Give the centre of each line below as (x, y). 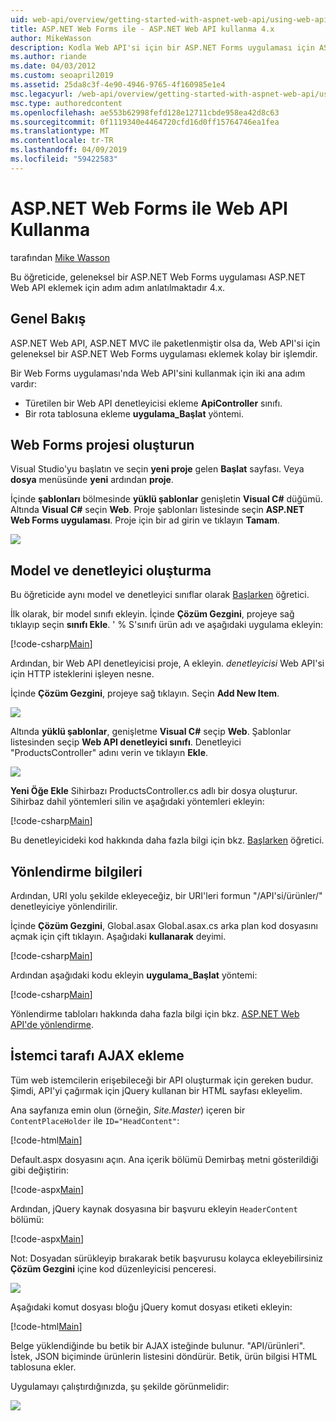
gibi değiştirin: (40, 1170)
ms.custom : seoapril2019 (62, 76)
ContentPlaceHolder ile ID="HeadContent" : (95, 1120)
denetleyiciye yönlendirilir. (64, 906)
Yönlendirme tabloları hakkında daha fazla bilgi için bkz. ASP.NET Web (155, 1013)
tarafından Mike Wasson (60, 257)
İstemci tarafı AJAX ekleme (97, 1056)
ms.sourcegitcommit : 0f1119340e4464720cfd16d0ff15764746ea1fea (145, 122)
